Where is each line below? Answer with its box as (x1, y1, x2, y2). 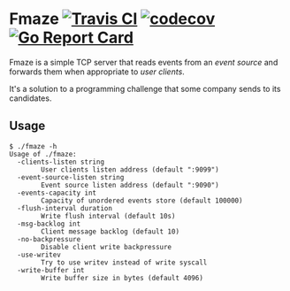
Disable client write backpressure (41, 242, 172, 251)
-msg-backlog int (17, 219, 81, 228)
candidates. (9, 93, 52, 103)
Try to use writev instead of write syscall (41, 257, 208, 267)
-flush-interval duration (17, 203, 113, 212)
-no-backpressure (17, 234, 81, 243)
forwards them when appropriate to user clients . (9, 66, 186, 77)
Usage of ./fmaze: (9, 149, 77, 158)
